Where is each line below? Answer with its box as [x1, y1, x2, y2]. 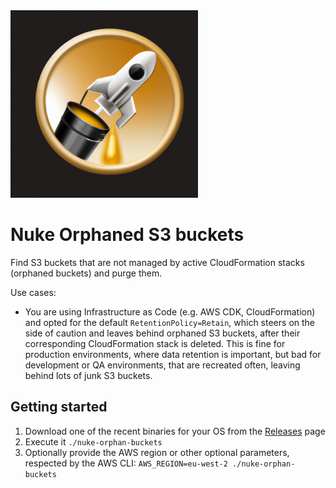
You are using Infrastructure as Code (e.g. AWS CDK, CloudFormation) [24, 305, 316, 318]
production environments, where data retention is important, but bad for [24, 348, 322, 360]
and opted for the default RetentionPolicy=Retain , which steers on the [24, 316, 316, 328]
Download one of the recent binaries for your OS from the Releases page [24, 425, 326, 437]
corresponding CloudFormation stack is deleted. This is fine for [24, 337, 286, 349]
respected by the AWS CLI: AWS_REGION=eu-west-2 [24, 457, 228, 469]
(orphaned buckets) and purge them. [10, 267, 163, 279]
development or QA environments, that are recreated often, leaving [24, 359, 301, 371]
